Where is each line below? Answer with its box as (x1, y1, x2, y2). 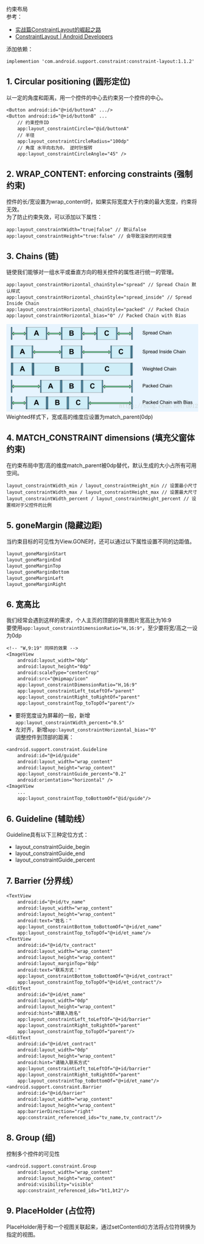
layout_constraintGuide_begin (15, 843, 90, 851)
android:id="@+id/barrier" (17, 1090, 86, 1097)
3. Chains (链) (6, 251, 59, 262)
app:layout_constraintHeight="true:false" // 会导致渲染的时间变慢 (6, 233, 172, 239)
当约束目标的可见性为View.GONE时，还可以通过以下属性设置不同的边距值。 (6, 538, 195, 545)
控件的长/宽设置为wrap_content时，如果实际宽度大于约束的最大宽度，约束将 (6, 198, 197, 205)
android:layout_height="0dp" (17, 664, 91, 670)
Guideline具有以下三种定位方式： (6, 831, 90, 839)
